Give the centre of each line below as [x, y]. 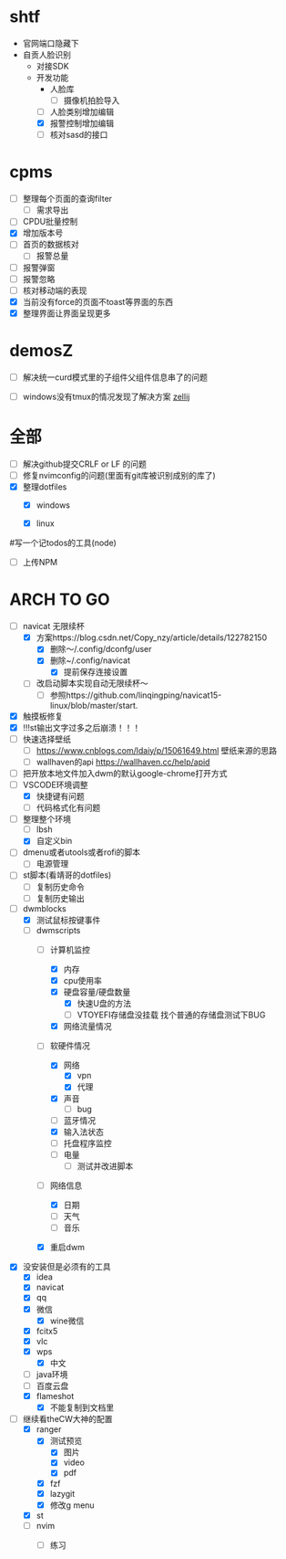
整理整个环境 [46, 819]
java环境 [52, 1374]
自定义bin [54, 841]
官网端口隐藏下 [51, 43]
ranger [49, 1429]
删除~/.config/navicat [90, 660]
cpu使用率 [83, 980]
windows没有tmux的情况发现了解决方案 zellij [106, 396]
